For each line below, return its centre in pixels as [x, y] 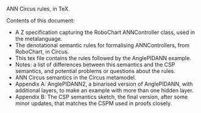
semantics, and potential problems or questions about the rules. [95, 71]
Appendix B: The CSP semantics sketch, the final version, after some [101, 97]
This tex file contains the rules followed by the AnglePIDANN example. [103, 58]
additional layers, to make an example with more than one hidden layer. [104, 90]
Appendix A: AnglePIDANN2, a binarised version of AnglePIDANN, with [104, 84]
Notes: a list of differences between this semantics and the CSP [95, 64]
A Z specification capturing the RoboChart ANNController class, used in [105, 32]
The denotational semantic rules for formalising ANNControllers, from [102, 45]
